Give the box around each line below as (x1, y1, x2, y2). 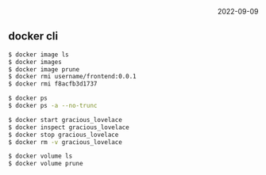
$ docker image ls (8, 51, 69, 59)
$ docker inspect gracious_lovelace (8, 123, 129, 131)
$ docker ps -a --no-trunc (8, 102, 98, 110)
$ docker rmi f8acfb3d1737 (8, 80, 98, 88)
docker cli (8, 29, 58, 43)
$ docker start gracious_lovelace (8, 116, 123, 124)
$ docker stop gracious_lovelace (8, 131, 119, 139)
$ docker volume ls (8, 152, 73, 161)
